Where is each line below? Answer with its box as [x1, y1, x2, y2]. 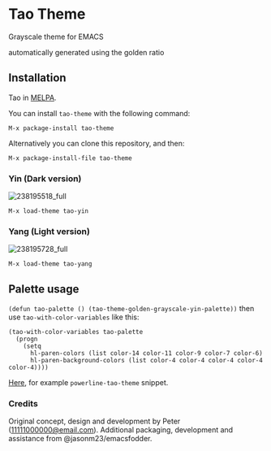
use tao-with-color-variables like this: [8, 312, 140, 322]
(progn [15, 335, 38, 344]
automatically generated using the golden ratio [8, 47, 165, 57]
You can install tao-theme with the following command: [8, 108, 191, 118]
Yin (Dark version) [8, 172, 82, 184]
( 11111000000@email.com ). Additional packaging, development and [8, 425, 234, 435]
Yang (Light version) [8, 225, 91, 236]
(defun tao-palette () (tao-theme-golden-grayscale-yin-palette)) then [8, 304, 255, 314]
